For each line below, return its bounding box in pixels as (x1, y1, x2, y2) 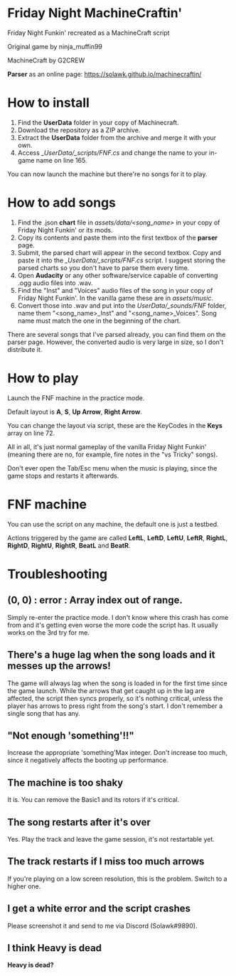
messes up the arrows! (7, 660, 112, 672)
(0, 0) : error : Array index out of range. (7, 594, 183, 606)
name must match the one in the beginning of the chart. (17, 316, 181, 325)
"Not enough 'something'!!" (7, 729, 134, 741)
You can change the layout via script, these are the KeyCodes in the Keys (7, 421, 222, 429)
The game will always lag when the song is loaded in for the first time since (7, 679, 227, 687)
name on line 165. (36, 156, 87, 164)
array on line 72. (7, 429, 55, 437)
